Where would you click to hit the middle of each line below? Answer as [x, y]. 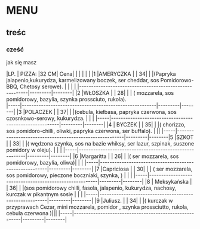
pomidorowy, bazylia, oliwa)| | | [45, 162]
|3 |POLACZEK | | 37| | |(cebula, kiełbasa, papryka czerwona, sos [97, 112]
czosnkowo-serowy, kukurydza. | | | [50, 118]
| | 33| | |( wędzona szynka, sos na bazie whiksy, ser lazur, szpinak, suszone [100, 143]
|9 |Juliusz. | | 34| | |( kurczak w [134, 200]
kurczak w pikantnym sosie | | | [44, 194]
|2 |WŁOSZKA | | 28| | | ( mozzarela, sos [125, 92]
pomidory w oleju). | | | [34, 150]
